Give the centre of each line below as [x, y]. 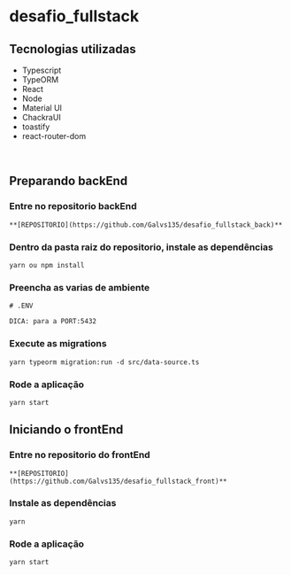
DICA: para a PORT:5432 [53, 322]
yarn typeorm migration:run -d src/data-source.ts [104, 362]
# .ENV [21, 306]
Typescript [42, 70]
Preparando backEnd [69, 181]
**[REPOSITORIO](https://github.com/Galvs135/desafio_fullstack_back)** [146, 225]
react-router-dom [54, 136]
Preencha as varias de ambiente [80, 287]
